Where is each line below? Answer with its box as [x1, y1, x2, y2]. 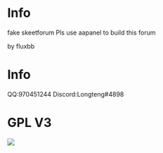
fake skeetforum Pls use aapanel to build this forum [7, 28, 156, 37]
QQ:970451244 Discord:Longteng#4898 [7, 90, 124, 98]
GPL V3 [7, 115, 52, 131]
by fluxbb [7, 42, 35, 50]
